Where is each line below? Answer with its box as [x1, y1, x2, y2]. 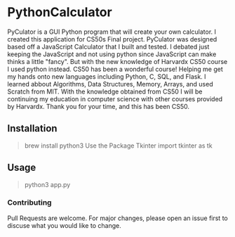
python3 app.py [24, 180, 71, 188]
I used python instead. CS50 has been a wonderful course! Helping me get [7, 65, 223, 73]
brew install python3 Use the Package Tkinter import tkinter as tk [24, 141, 213, 150]
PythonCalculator [7, 4, 112, 20]
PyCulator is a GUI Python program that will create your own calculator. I [7, 27, 216, 36]
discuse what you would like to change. [7, 221, 121, 229]
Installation [7, 122, 58, 134]
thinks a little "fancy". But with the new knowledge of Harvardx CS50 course [7, 57, 228, 65]
